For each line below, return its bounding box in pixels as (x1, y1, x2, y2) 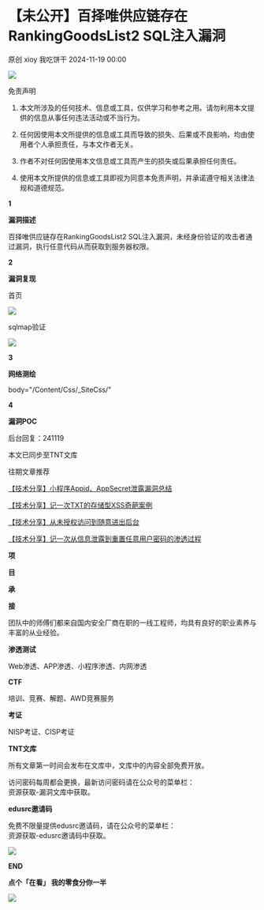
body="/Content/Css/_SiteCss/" (8, 385, 112, 394)
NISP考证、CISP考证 (8, 727, 75, 736)
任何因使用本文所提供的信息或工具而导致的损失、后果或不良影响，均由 (19, 130, 248, 139)
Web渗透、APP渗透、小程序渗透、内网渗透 (8, 661, 147, 671)
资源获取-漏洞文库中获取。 (8, 787, 95, 796)
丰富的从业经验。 (8, 627, 64, 637)
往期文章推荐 (8, 467, 50, 476)
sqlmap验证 (8, 322, 46, 332)
